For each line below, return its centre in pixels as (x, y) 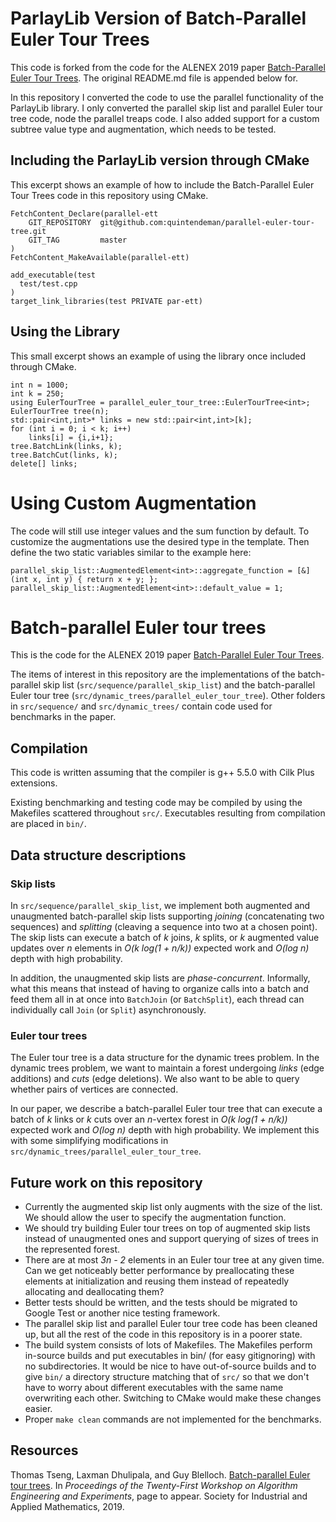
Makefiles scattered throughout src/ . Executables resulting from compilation (168, 813)
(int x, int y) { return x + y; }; (84, 579)
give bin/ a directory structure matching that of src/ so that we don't (167, 1377)
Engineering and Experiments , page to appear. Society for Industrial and (159, 1496)
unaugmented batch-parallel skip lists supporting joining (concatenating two (167, 916)
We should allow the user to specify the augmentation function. (155, 1218)
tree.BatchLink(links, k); (66, 446)
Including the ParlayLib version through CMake (160, 160)
